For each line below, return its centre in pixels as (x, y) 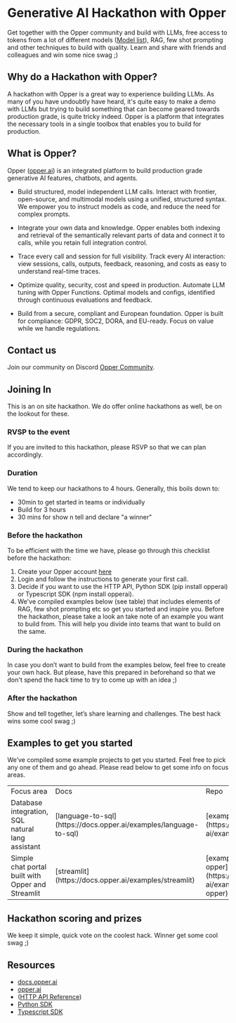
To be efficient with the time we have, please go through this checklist (109, 551)
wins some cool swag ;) (41, 721)
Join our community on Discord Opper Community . (81, 367)
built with (26, 876)
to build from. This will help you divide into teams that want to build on (119, 624)
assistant (26, 847)
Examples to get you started (70, 743)
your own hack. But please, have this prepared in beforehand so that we (111, 673)
